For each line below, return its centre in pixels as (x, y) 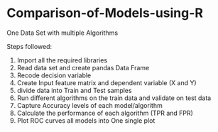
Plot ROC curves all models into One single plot (86, 120)
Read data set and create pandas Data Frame (83, 67)
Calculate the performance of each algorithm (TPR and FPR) (105, 113)
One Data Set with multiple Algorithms (62, 33)
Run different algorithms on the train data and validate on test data (114, 98)
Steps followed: (29, 46)
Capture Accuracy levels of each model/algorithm (89, 105)
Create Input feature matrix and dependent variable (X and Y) (107, 82)
